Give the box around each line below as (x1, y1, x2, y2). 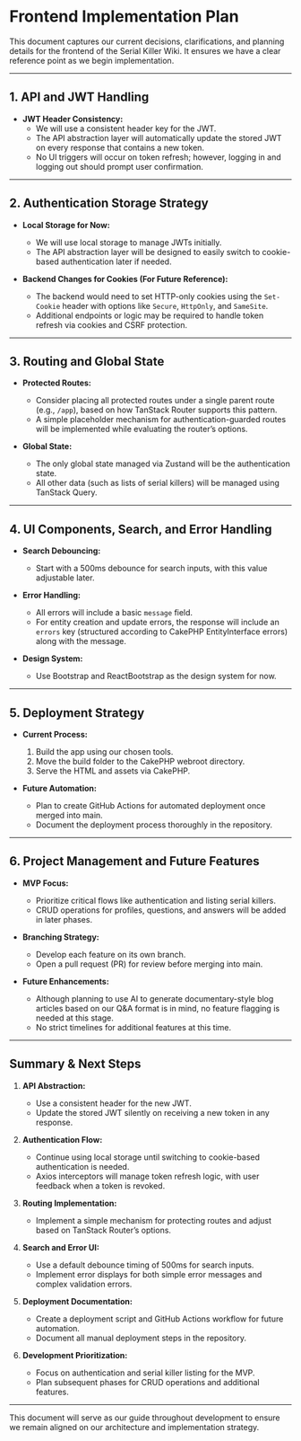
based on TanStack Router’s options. (35, 1224, 172, 1235)
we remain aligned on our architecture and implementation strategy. (9, 1421, 260, 1432)
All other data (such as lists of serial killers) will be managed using (35, 478, 280, 489)
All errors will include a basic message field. (35, 607, 193, 618)
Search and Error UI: (21, 1242, 100, 1252)
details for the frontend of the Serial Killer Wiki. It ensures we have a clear (9, 45, 281, 56)
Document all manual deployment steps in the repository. (35, 1332, 246, 1343)
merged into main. (35, 810, 103, 820)
